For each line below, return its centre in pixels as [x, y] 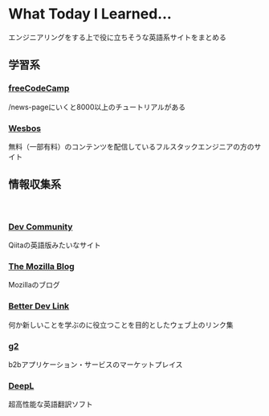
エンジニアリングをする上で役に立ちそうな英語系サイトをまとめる [117, 37]
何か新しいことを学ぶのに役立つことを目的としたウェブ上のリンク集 [121, 324]
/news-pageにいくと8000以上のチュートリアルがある [97, 107]
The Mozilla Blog [41, 266]
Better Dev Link [39, 306]
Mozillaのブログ [34, 285]
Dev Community [41, 226]
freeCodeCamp [39, 88]
